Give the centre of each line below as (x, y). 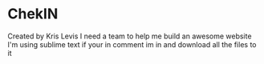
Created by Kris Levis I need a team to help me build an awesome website (130, 36)
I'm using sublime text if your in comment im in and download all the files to (132, 44)
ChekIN (33, 14)
